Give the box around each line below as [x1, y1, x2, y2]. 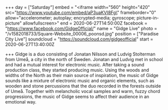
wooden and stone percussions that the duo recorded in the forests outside [5, 83, 161, 89]
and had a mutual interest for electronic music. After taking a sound [5, 62, 144, 67]
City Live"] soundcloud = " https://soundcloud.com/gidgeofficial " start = [5, 36, 153, 42]
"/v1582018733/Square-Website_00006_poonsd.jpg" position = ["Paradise [5, 31, 159, 36]
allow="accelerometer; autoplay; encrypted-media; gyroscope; [5, 15, 136, 20]
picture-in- [136, 15, 159, 20]
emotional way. [5, 99, 37, 104]
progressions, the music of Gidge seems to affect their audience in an [5, 93, 149, 99]
